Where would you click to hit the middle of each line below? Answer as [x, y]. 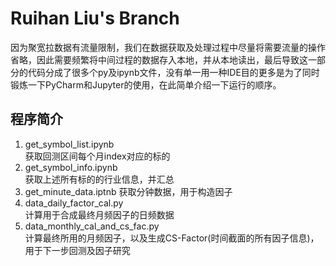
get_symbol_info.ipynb [71, 167]
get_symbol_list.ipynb [69, 144]
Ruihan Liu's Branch [95, 18]
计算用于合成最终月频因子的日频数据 [99, 214]
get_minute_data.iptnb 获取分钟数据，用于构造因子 [128, 191]
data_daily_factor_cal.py [74, 203]
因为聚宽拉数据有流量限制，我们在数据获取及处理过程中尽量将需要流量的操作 [168, 47]
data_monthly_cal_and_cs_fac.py [92, 226]
